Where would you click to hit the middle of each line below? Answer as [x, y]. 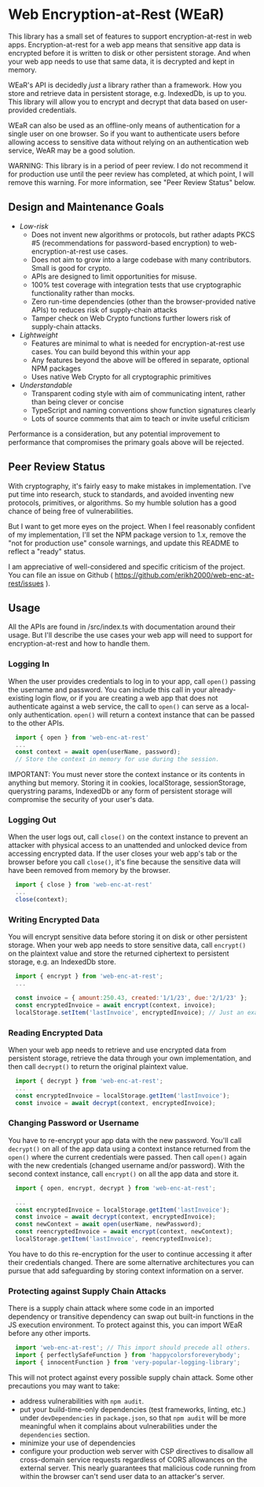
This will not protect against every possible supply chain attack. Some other [131, 1377]
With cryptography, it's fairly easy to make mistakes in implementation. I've [130, 486]
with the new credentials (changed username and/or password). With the [126, 1165]
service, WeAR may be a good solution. [72, 150]
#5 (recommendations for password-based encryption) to [125, 242]
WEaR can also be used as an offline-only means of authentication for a [125, 125]
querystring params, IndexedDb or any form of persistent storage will [120, 791]
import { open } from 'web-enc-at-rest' [82, 738]
